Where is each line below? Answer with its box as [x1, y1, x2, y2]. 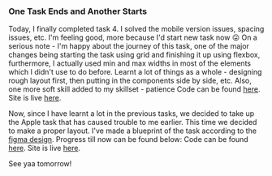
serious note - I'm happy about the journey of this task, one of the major [8, 41, 250, 51]
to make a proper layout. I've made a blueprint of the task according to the [8, 126, 257, 135]
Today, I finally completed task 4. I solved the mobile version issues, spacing [8, 24, 265, 34]
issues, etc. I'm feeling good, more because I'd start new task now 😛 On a [8, 32, 257, 42]
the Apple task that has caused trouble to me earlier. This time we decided [8, 118, 257, 127]
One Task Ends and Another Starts [8, 6, 148, 17]
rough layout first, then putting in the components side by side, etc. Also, [8, 75, 252, 86]
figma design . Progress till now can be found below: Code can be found [8, 135, 249, 144]
